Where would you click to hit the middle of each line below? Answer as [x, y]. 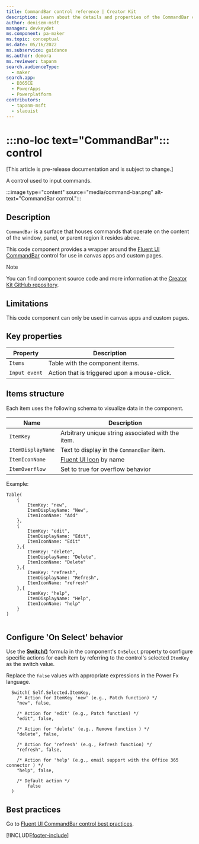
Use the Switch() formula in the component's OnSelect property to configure [99, 652]
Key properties [34, 337]
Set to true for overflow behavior [105, 469]
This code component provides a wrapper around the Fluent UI [83, 249]
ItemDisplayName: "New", [58, 510]
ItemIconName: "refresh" [58, 583]
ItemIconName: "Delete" [57, 562]
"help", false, [36, 771]
